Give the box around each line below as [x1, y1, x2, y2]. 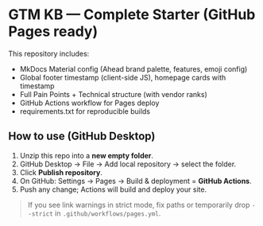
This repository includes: [8, 49, 90, 58]
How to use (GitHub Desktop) [8, 130, 156, 143]
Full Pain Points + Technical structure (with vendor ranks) [19, 89, 208, 99]
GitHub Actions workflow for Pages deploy [19, 98, 160, 107]
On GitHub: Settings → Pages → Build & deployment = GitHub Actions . [19, 176, 252, 185]
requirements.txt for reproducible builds [19, 106, 151, 116]
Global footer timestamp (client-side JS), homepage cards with [19, 72, 226, 82]
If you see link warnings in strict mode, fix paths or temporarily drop [27, 200, 250, 209]
